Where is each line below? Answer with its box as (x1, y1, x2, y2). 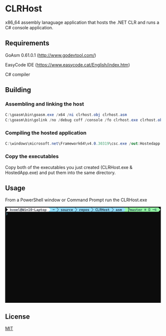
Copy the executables (5, 153, 59, 160)
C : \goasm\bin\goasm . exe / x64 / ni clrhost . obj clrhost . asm (5, 112, 127, 117)
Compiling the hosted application (5, 129, 86, 136)
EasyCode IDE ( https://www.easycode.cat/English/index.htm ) (5, 61, 130, 67)
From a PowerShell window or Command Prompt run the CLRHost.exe (5, 197, 147, 203)
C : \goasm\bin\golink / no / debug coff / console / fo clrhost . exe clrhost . (5, 117, 158, 123)
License (5, 312, 30, 321)
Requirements (5, 39, 49, 48)
